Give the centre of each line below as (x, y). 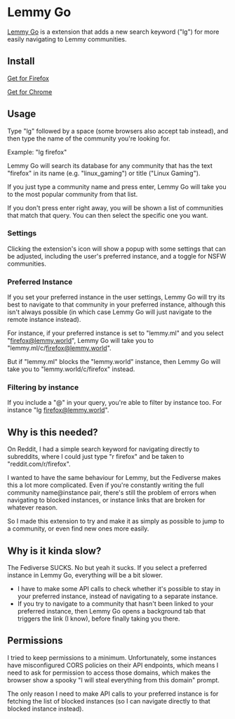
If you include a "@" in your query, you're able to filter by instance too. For (115, 403)
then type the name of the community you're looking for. (89, 138)
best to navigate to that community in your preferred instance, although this (116, 305)
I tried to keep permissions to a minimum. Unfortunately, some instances (112, 657)
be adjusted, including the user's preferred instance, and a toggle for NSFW (117, 256)
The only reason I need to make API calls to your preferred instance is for (113, 694)
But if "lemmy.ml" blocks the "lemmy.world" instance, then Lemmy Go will (114, 362)
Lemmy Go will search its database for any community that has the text (110, 165)
